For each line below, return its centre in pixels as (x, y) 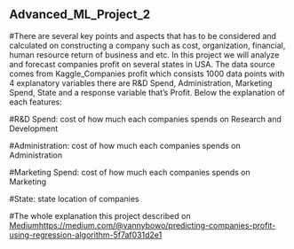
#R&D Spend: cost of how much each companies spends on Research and (145, 119)
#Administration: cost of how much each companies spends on (125, 145)
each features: (36, 102)
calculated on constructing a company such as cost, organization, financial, (147, 45)
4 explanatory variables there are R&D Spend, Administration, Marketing (141, 82)
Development (34, 128)
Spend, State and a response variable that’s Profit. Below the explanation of (147, 92)
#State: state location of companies (74, 198)
